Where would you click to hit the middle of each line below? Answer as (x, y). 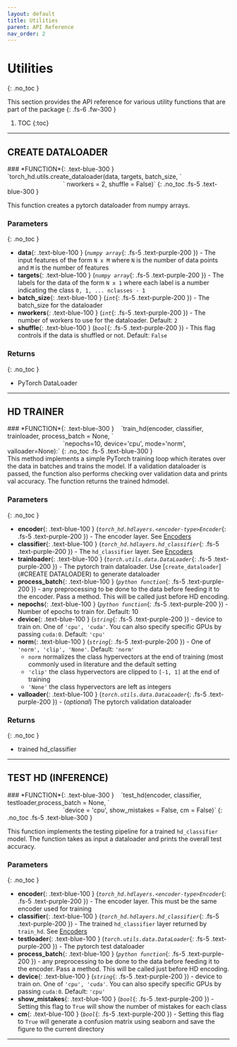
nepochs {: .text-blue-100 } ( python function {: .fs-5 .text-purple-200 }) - (123, 604)
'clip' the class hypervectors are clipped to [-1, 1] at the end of (124, 671)
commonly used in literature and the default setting (102, 664)
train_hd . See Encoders (52, 932)
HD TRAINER (36, 411)
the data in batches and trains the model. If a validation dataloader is (107, 466)
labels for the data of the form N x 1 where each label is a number (113, 283)
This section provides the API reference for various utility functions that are (116, 102)
